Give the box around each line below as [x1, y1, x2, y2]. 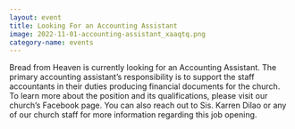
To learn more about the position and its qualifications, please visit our [9, 91, 268, 101]
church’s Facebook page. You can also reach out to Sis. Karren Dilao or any [9, 100, 287, 111]
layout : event [9, 12, 63, 22]
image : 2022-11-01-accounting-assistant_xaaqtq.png [9, 29, 206, 38]
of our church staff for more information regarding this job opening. [9, 109, 257, 120]
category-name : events [9, 37, 94, 47]
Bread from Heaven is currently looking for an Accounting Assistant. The [9, 62, 277, 73]
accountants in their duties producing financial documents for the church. [9, 81, 281, 92]
